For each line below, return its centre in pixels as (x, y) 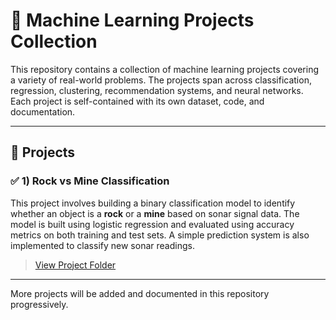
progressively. (39, 304)
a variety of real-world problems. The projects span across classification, (161, 80)
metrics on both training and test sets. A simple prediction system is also (160, 235)
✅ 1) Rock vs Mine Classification (90, 181)
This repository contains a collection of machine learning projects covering (165, 69)
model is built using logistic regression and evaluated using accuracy (152, 224)
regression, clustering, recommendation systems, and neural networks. (157, 90)
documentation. (43, 111)
